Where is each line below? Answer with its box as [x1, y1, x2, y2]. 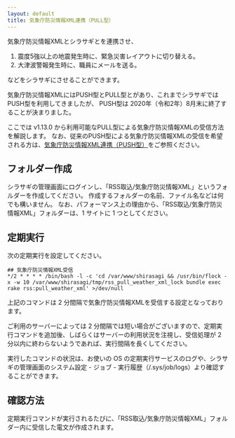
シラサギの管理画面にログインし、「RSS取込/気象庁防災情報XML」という [7, 183, 216, 191]
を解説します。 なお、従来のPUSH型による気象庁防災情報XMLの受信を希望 [7, 131, 223, 140]
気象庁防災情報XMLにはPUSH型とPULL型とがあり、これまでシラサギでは [7, 90, 219, 99]
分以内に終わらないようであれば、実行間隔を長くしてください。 [7, 339, 192, 348]
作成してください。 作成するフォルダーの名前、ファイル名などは [31, 191, 218, 200]
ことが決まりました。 [13, 108, 75, 116]
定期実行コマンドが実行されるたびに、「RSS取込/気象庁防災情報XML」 [7, 414, 210, 423]
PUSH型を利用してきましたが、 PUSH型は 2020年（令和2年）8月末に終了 [7, 99, 221, 107]
